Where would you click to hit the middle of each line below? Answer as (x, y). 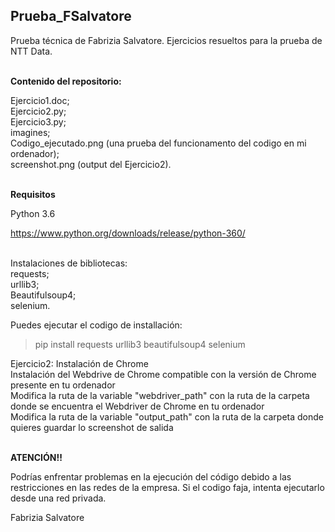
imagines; (30, 132)
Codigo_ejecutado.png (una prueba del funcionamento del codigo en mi (158, 143)
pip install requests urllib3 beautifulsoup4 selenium (140, 344)
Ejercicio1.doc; (40, 100)
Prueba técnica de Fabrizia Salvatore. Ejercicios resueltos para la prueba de (166, 40)
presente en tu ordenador (63, 385)
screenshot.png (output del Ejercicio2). (91, 164)
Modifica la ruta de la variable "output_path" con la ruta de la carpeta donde (167, 416)
